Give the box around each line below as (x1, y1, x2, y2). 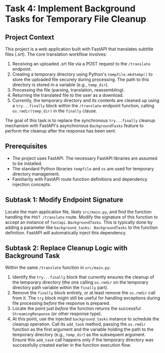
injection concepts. (12, 181, 51, 187)
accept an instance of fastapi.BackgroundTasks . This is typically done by (5, 219, 153, 225)
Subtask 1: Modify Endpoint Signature (5, 195, 124, 204)
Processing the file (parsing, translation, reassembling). (12, 87, 125, 93)
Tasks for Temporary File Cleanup (5, 13, 146, 25)
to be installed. (12, 160, 43, 166)
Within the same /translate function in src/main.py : (5, 264, 111, 271)
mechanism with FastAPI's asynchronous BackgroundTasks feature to (5, 123, 144, 128)
